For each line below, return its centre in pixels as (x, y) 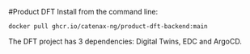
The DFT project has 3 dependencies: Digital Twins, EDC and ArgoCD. (125, 41)
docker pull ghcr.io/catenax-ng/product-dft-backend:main (108, 27)
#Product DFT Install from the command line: (83, 12)
